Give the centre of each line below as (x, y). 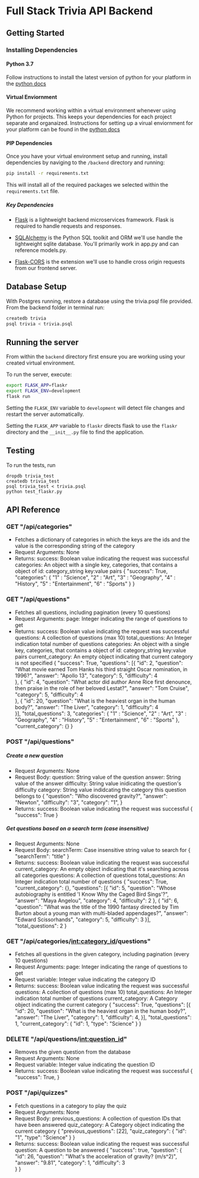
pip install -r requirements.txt (48, 174)
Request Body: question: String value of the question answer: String (98, 777)
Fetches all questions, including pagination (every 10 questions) (93, 612)
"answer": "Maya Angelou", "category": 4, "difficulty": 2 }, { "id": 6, (97, 900)
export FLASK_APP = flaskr (37, 386)
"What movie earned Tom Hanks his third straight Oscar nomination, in (101, 669)
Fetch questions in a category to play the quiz (71, 1105)
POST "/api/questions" (40, 741)
